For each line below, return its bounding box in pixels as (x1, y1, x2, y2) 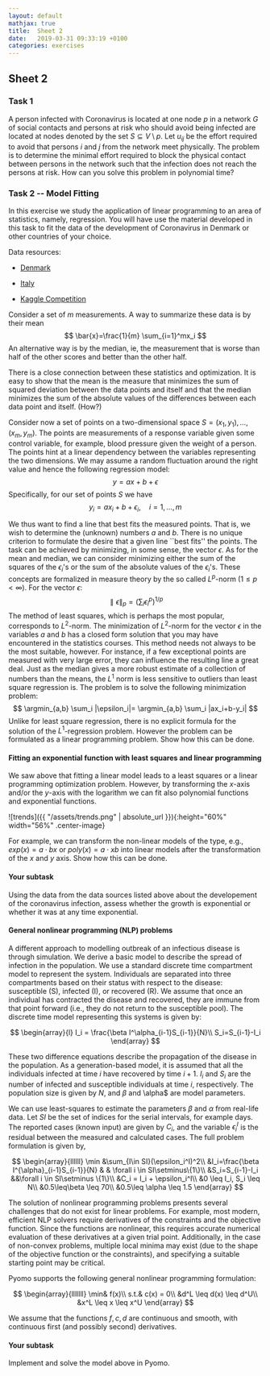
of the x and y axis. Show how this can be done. (8, 854, 168, 863)
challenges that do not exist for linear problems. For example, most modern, (8, 1207, 260, 1216)
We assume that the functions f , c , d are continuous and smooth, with (8, 1313, 238, 1323)
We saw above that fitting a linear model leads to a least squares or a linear (8, 771, 258, 780)
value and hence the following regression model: (8, 464, 171, 474)
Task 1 (8, 96, 34, 107)
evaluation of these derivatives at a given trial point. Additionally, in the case (8, 1233, 261, 1242)
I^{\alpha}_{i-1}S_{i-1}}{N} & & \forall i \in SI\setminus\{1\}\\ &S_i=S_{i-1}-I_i (12, 1166, 259, 1175)
